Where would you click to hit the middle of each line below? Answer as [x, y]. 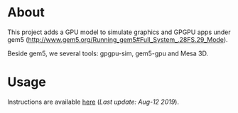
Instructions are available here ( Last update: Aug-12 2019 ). [93, 102]
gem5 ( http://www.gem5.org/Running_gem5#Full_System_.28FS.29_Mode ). [118, 39]
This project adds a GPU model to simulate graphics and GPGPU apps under [119, 32]
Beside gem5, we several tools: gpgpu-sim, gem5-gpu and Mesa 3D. [108, 53]
